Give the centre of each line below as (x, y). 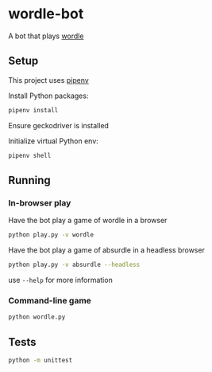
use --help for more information (60, 280)
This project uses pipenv (48, 80)
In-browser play (40, 202)
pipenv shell (30, 155)
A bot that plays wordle (46, 36)
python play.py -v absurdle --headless (74, 265)
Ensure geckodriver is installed (59, 125)
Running (30, 180)
